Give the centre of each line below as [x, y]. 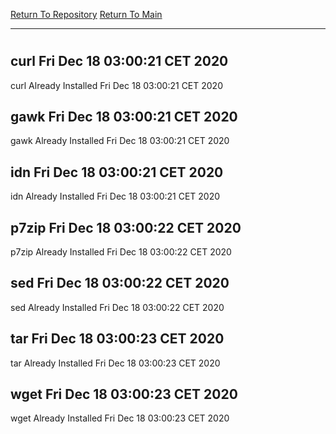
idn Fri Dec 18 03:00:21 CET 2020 [117, 172]
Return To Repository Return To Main [86, 14]
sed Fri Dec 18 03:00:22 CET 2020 [120, 283]
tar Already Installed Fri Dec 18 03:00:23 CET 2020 [115, 363]
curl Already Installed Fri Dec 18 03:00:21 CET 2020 [116, 85]
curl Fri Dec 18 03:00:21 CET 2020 [119, 61]
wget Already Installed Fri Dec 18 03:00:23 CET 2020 [120, 418]
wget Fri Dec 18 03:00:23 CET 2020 [124, 394]
